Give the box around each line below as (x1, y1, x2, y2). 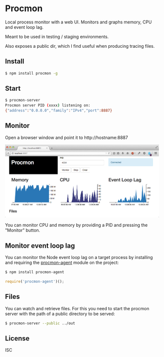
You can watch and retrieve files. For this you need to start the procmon (5, 305, 150, 311)
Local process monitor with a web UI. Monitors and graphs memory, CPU (5, 19, 152, 25)
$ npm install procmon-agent (5, 270, 64, 275)
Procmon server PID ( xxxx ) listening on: (5, 103, 91, 108)
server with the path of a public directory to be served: (5, 311, 115, 317)
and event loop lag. (5, 24, 44, 30)
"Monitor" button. (5, 227, 41, 233)
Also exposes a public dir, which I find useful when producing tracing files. (5, 43, 155, 49)
